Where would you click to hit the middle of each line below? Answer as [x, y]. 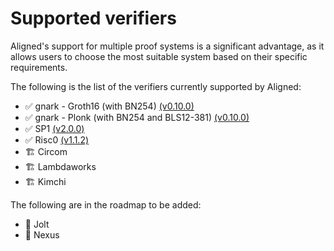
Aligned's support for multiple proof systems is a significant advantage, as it [167, 46]
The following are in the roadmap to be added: [106, 204]
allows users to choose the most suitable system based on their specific [159, 56]
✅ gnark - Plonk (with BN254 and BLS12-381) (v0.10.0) [137, 117]
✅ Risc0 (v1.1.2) [57, 139]
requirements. [39, 67]
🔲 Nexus [42, 234]
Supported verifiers [93, 18]
